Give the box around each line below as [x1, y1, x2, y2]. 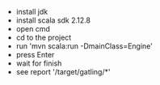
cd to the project [15, 32, 72, 42]
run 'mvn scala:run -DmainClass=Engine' [15, 41, 154, 51]
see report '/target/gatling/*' [15, 67, 111, 76]
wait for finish [15, 58, 62, 68]
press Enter [15, 50, 55, 59]
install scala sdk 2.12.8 [15, 15, 91, 25]
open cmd [15, 24, 50, 33]
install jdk [15, 7, 48, 16]
